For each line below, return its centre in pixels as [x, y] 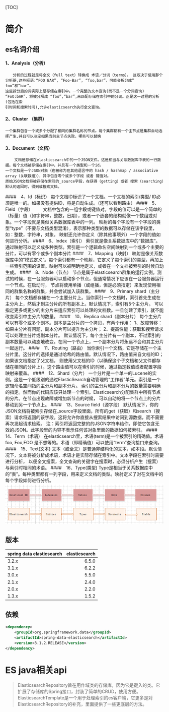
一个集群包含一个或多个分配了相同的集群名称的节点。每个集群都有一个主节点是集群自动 [82, 131]
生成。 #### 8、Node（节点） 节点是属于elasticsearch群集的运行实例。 [81, 272]
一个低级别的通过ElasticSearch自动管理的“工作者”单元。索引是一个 [92, 380]
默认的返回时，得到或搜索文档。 [33, 187]
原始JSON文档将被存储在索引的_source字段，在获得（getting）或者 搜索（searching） [84, 182]
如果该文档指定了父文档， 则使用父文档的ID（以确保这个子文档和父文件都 [81, 361]
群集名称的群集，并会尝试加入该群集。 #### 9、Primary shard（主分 [87, 291]
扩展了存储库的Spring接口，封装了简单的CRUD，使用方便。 [79, 691]
